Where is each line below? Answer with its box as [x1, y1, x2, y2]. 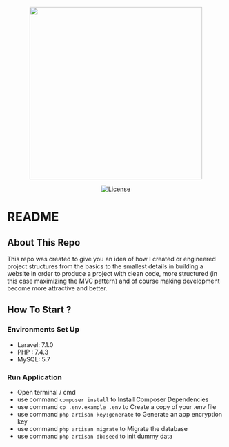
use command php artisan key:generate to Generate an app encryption [17, 410, 223, 418]
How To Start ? [7, 304, 72, 316]
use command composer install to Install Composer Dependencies [17, 395, 209, 404]
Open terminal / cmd [17, 388, 76, 396]
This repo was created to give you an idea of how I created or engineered [7, 255, 216, 263]
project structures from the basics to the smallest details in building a [7, 262, 203, 270]
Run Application [7, 372, 62, 382]
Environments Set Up [7, 325, 79, 335]
